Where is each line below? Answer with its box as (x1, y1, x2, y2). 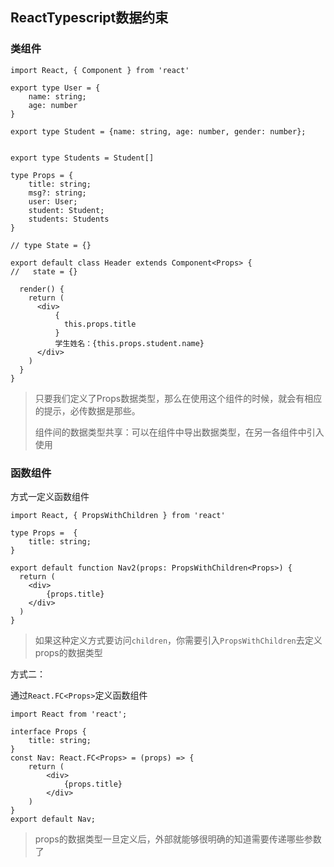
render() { (19, 284, 65, 294)
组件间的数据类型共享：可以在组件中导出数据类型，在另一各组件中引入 (34, 426, 325, 438)
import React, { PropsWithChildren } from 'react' (10, 510, 226, 520)
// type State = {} (10, 240, 92, 250)
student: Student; (28, 205, 105, 215)
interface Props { (10, 726, 87, 737)
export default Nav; (10, 814, 97, 824)
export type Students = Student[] (10, 153, 155, 163)
